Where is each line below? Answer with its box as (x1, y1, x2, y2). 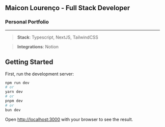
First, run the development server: (5, 71, 74, 77)
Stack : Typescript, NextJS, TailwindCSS (17, 34, 99, 40)
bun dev (5, 107, 21, 112)
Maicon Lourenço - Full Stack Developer (5, 4, 130, 12)
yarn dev (5, 89, 23, 94)
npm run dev (5, 80, 29, 85)
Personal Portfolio (5, 19, 49, 25)
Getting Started (5, 58, 54, 66)
